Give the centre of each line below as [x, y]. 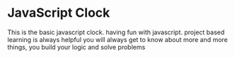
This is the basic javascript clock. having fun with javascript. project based [116, 32]
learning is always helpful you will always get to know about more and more [117, 39]
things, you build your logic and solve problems [76, 47]
